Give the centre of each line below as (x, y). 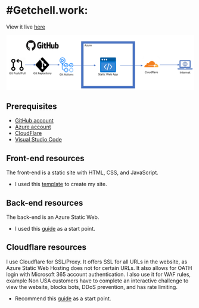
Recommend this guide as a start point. (63, 298)
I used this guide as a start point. (55, 229)
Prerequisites (32, 106)
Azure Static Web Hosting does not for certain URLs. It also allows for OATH (99, 268)
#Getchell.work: (47, 10)
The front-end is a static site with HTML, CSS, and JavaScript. (83, 172)
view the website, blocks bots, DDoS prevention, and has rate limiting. (92, 287)
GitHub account (34, 121)
